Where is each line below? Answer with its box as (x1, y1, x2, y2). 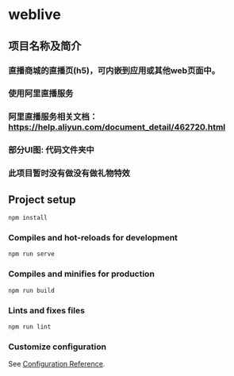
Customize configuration (8, 341, 107, 352)
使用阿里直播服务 (8, 88, 74, 99)
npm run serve (8, 250, 56, 259)
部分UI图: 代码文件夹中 (8, 144, 95, 155)
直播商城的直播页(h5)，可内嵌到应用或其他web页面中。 (8, 65, 221, 76)
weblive (8, 6, 61, 24)
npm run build (8, 286, 56, 294)
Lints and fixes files (8, 305, 86, 316)
